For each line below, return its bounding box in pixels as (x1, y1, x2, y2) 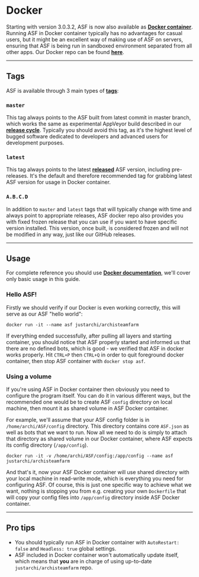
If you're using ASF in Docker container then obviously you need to (6, 386, 170, 393)
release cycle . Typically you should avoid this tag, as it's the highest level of (6, 127, 192, 134)
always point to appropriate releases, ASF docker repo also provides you (6, 212, 184, 219)
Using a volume (6, 372, 52, 380)
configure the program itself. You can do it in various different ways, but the (6, 392, 191, 399)
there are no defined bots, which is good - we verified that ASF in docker (6, 345, 184, 352)
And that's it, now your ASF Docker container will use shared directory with (6, 469, 190, 476)
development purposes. (6, 139, 65, 146)
